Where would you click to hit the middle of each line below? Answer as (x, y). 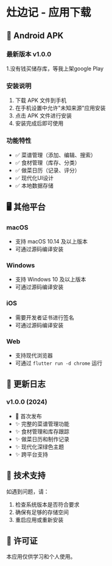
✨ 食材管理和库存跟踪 (42, 431)
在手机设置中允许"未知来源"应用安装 (60, 108)
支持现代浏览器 (34, 356)
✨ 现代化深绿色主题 (40, 447)
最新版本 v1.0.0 (29, 54)
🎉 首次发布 (28, 416)
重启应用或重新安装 (39, 519)
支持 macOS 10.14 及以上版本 (51, 242)
